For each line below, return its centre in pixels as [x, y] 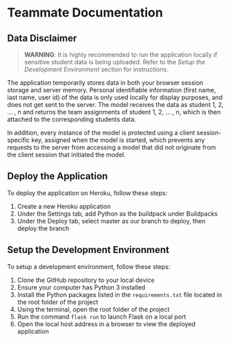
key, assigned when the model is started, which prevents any [118, 140]
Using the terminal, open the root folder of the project [93, 309]
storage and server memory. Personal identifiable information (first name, [112, 90]
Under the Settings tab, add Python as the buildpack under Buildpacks [117, 213]
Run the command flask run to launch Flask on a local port [102, 316]
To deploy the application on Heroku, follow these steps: [87, 193]
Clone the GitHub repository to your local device [86, 280]
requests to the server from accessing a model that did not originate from [112, 147]
